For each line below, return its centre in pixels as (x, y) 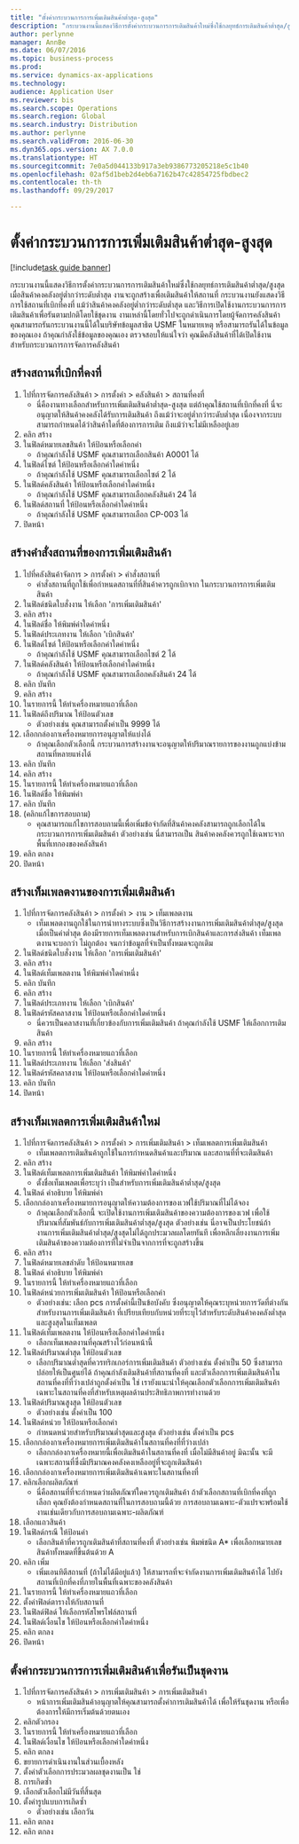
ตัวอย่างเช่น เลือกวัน (65, 1812)
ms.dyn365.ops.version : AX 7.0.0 (72, 149)
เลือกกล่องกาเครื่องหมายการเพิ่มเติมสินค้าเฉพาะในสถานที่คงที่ (110, 1472)
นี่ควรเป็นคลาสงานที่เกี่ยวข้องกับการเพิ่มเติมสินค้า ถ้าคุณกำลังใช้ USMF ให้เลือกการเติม (161, 1023)
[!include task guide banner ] (61, 267)
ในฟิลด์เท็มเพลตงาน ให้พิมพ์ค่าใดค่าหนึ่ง (81, 973)
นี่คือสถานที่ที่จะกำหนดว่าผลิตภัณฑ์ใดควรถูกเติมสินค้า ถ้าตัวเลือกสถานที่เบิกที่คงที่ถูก (156, 1493)
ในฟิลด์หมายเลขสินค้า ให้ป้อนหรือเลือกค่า (82, 444)
